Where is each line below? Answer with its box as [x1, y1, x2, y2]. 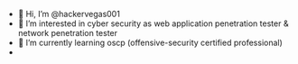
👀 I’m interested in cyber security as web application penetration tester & [17, 18, 289, 29]
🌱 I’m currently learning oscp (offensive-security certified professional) [17, 37, 283, 48]
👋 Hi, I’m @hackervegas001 [17, 9, 120, 19]
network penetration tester [17, 28, 118, 38]
